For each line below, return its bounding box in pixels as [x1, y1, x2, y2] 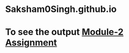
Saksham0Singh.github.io [5, 3, 117, 15]
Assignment [5, 37, 57, 48]
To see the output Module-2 [5, 26, 124, 38]
